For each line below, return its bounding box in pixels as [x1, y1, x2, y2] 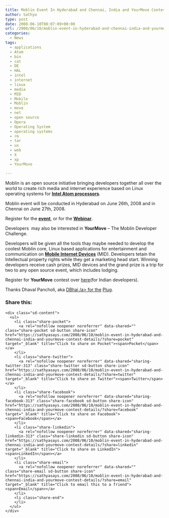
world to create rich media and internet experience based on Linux [5, 185, 143, 191]
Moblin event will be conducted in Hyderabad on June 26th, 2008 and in [5, 200, 155, 206]
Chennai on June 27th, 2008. [5, 206, 66, 212]
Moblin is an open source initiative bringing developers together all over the [5, 180, 162, 186]
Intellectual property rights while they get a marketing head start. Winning [5, 256, 158, 262]
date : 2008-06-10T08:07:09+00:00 [5, 21, 75, 27]
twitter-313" [5, 363, 33, 368]
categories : [5, 31, 30, 36]
